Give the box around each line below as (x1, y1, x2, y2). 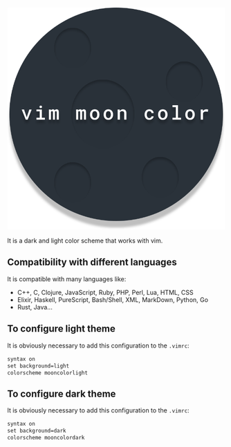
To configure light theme (7, 323, 116, 335)
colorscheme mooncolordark (7, 435, 85, 441)
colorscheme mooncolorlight (7, 369, 89, 377)
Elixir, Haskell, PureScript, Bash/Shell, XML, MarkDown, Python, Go (17, 295, 209, 304)
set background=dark (7, 428, 67, 435)
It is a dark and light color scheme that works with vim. (7, 236, 163, 245)
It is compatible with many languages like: (7, 274, 127, 283)
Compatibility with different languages (7, 256, 178, 268)
